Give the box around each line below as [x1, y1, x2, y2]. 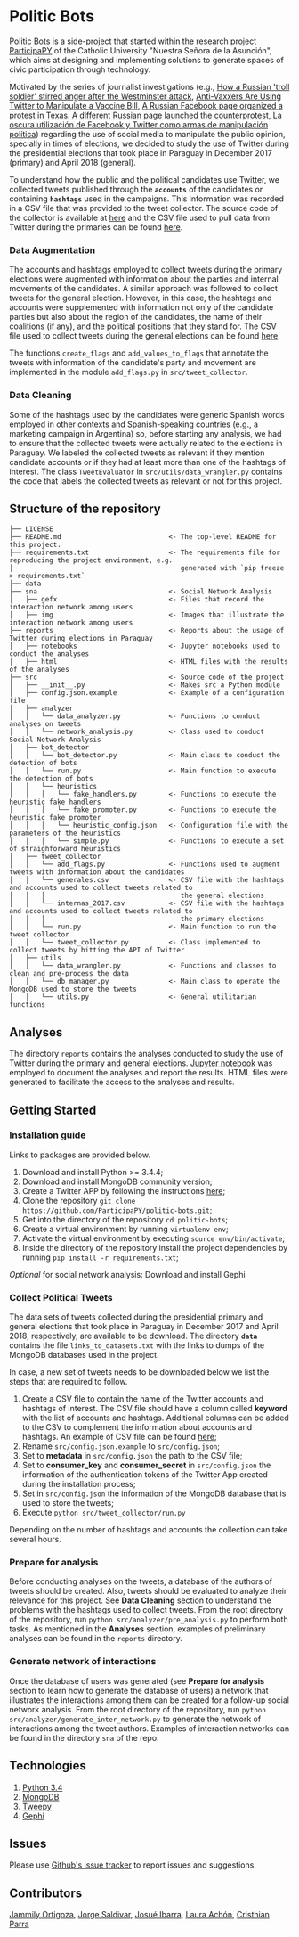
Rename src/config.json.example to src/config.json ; [21, 1441, 221, 1451]
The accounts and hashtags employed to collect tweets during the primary [9, 265, 283, 275]
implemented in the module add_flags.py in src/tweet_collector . [9, 367, 248, 378]
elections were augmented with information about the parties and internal [9, 274, 279, 284]
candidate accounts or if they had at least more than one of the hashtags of [9, 456, 287, 467]
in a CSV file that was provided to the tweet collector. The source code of [9, 202, 279, 213]
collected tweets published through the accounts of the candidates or [9, 184, 263, 194]
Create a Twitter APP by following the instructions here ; [21, 1185, 226, 1196]
